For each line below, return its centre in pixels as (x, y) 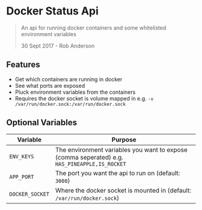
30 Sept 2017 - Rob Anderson (58, 46)
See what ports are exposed (50, 85)
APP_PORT (22, 177)
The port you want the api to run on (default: (118, 173)
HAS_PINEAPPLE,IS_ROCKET (90, 164)
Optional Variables (41, 122)
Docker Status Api (53, 11)
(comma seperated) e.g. (89, 157)
